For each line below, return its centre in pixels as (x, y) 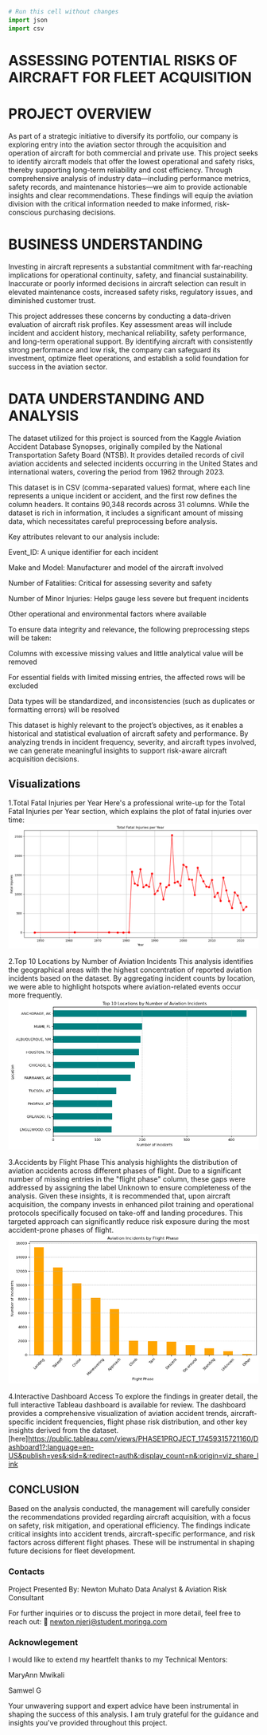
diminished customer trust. (52, 300)
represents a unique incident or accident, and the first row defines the (123, 496)
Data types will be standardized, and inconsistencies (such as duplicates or (132, 701)
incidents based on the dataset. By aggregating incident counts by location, (132, 978)
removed (23, 662)
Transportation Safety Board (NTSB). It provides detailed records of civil (126, 454)
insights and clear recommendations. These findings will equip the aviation (131, 195)
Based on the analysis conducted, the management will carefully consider (129, 1509)
